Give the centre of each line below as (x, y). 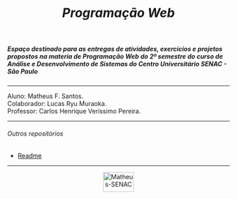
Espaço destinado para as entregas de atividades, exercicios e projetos (115, 49)
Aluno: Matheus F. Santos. (45, 96)
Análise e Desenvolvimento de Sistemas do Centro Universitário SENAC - (117, 64)
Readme (30, 155)
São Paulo (23, 71)
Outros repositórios (35, 134)
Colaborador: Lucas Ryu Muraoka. (57, 103)
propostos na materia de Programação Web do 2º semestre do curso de (115, 56)
